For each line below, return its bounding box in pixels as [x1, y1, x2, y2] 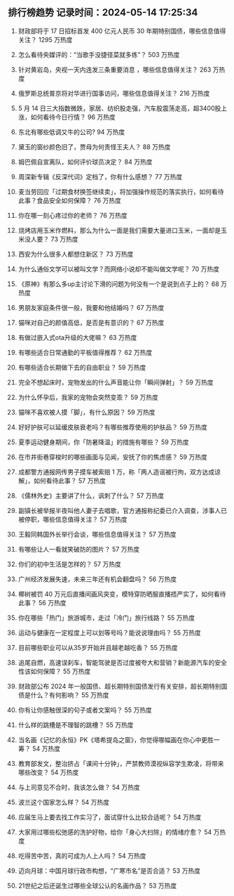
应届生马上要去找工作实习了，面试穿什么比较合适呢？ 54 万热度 [18, 812, 202, 821]
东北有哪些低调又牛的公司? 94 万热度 [18, 127, 125, 136]
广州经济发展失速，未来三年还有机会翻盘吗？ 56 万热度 [18, 575, 177, 583]
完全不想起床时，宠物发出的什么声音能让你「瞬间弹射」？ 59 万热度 [18, 378, 214, 387]
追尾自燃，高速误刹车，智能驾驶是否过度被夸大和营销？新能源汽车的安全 [18, 658, 227, 666]
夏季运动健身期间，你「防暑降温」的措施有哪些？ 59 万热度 [18, 438, 189, 446]
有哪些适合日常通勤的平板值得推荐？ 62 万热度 [18, 348, 153, 356]
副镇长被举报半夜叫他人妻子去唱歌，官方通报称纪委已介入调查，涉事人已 [18, 506, 227, 514]
